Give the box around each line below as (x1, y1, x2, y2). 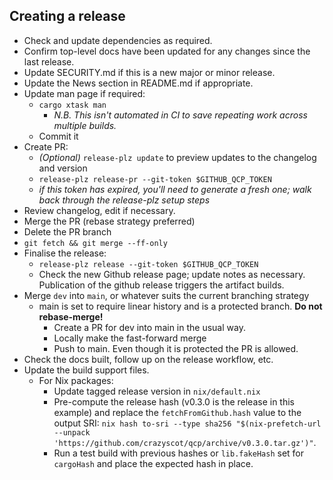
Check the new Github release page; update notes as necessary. (38, 268, 306, 280)
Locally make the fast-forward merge (53, 332, 207, 344)
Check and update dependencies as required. (23, 34, 213, 46)
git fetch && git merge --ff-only (23, 238, 168, 248)
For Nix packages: (38, 374, 114, 386)
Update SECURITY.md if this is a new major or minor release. (23, 66, 276, 78)
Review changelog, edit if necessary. (23, 204, 176, 216)
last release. (23, 55, 75, 68)
